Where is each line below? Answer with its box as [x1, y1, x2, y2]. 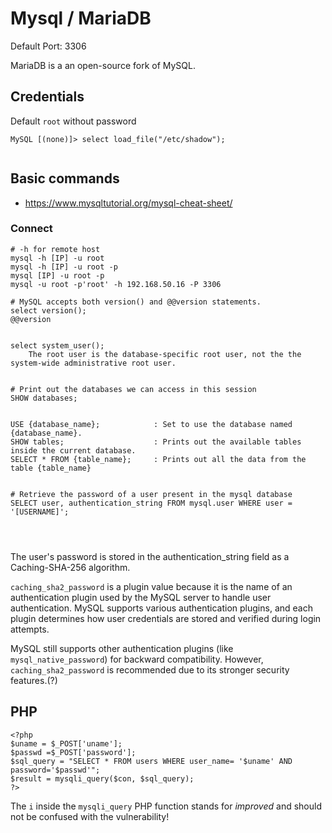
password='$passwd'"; [10, 765, 101, 775]
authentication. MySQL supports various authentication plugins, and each [10, 602, 313, 614]
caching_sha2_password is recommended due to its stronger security [10, 663, 290, 676]
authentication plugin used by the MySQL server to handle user [10, 591, 272, 603]
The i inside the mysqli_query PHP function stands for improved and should [10, 800, 322, 812]
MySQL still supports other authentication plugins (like [10, 642, 234, 654]
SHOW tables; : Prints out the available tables [10, 437, 302, 447]
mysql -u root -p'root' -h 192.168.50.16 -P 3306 [10, 279, 222, 289]
